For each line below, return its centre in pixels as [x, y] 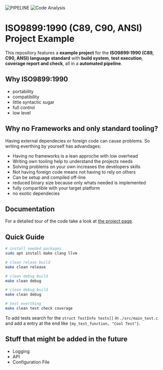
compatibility [26, 97]
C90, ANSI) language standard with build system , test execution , [74, 58]
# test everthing [23, 304]
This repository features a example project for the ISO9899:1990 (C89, [79, 52]
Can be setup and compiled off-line [49, 177]
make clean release [26, 267]
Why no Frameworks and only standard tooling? [82, 129]
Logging [21, 351]
